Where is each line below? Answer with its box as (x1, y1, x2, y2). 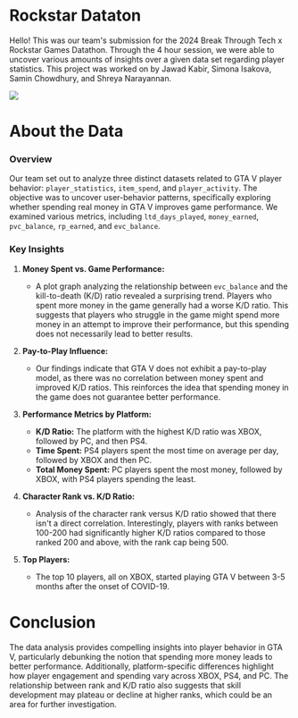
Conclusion (9, 612, 96, 632)
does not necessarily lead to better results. (35, 328, 194, 339)
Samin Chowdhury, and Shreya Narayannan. (9, 72, 172, 83)
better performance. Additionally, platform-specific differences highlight (9, 661, 274, 672)
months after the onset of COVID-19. (35, 580, 170, 591)
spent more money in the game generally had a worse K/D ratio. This (35, 300, 289, 310)
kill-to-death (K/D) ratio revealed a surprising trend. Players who (35, 290, 272, 300)
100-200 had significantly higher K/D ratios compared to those (35, 527, 266, 537)
